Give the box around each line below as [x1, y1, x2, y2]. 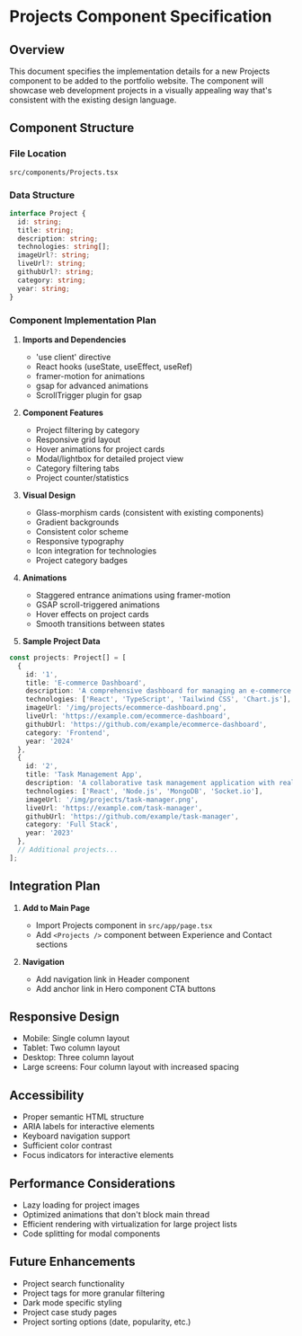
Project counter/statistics [35, 472, 129, 482]
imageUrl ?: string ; [17, 251, 91, 260]
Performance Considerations [9, 1175, 175, 1191]
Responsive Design [9, 1009, 120, 1024]
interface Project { [9, 208, 87, 217]
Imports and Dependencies [22, 334, 127, 345]
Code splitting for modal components [22, 1228, 161, 1239]
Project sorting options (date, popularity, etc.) [22, 1316, 191, 1327]
